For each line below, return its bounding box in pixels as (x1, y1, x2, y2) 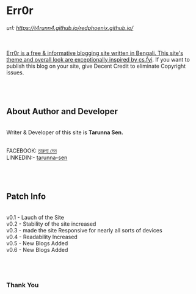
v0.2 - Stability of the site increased (6, 220, 96, 228)
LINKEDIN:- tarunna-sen (6, 154, 68, 162)
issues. (6, 69, 24, 76)
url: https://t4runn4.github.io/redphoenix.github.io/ (6, 24, 134, 31)
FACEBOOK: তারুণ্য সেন (6, 147, 57, 154)
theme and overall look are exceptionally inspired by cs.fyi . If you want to (6, 56, 191, 63)
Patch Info (6, 191, 46, 201)
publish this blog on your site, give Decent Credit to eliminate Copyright (6, 62, 186, 70)
